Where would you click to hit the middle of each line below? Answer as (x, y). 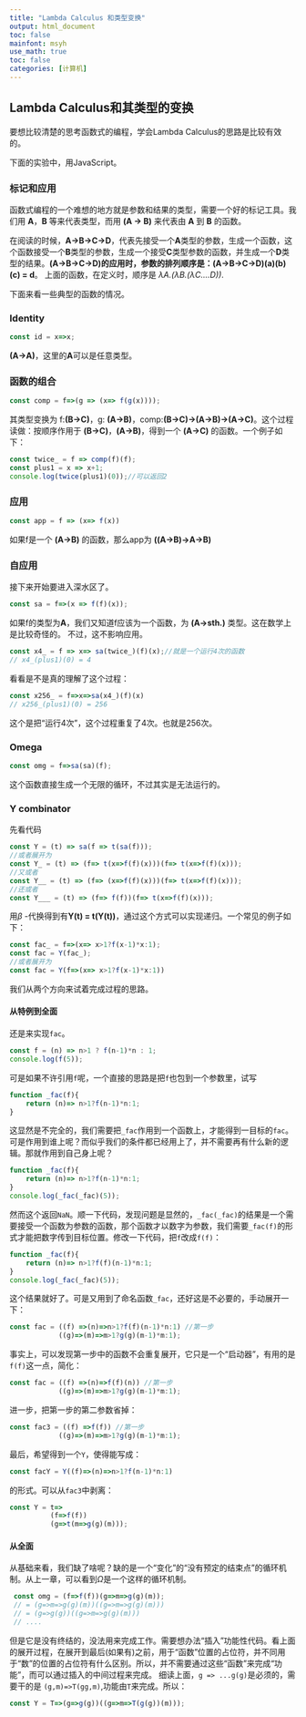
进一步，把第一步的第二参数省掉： (73, 1410)
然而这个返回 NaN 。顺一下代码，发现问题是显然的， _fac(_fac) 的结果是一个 (148, 1214)
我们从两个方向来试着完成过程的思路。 (81, 989)
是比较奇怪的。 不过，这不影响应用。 (78, 634)
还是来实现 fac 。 (40, 1033)
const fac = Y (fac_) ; (51, 953)
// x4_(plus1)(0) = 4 (51, 660)
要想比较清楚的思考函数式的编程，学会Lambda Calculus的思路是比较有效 (146, 131)
